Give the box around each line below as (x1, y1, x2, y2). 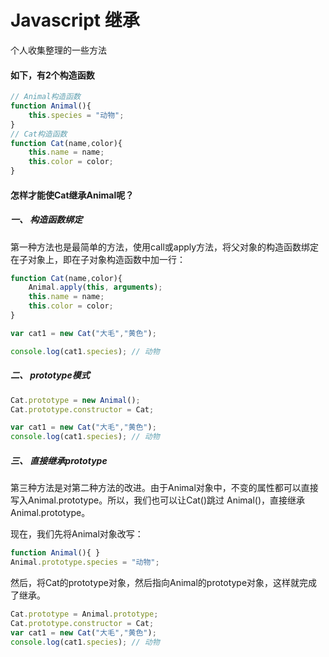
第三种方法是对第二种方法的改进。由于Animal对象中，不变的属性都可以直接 (10, 482, 319, 494)
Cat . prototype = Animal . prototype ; (10, 609, 159, 619)
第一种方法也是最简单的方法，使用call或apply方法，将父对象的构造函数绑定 (10, 241, 320, 253)
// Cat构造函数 (10, 129, 68, 139)
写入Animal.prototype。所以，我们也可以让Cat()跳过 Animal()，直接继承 (10, 494, 306, 506)
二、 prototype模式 (10, 369, 90, 381)
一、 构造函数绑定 (10, 214, 83, 226)
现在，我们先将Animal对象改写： (10, 528, 144, 540)
